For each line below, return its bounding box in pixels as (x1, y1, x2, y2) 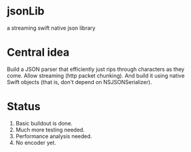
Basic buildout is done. (15, 119, 73, 127)
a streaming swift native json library (7, 24, 95, 31)
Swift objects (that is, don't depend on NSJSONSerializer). (7, 78, 152, 85)
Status (7, 100, 41, 113)
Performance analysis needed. (15, 132, 92, 140)
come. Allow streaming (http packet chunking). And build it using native (7, 71, 185, 79)
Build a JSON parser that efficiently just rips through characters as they (7, 65, 185, 73)
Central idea (7, 45, 70, 59)
